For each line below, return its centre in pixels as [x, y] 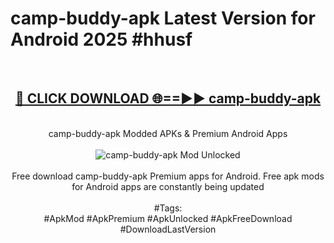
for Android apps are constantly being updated [168, 186]
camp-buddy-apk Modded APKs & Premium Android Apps [168, 133]
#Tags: [168, 208]
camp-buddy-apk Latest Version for [163, 18]
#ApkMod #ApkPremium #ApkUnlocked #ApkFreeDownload [168, 218]
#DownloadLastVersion [168, 229]
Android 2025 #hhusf [101, 39]
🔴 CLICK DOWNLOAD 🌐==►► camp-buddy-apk [168, 98]
